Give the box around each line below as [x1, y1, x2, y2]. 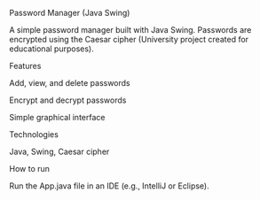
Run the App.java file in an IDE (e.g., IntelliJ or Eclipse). [9, 181, 210, 191]
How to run [9, 164, 51, 173]
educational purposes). [9, 43, 95, 54]
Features [9, 61, 42, 71]
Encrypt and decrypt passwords [9, 95, 127, 105]
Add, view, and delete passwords [9, 78, 130, 88]
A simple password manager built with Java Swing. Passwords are [9, 25, 252, 35]
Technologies [9, 129, 59, 140]
